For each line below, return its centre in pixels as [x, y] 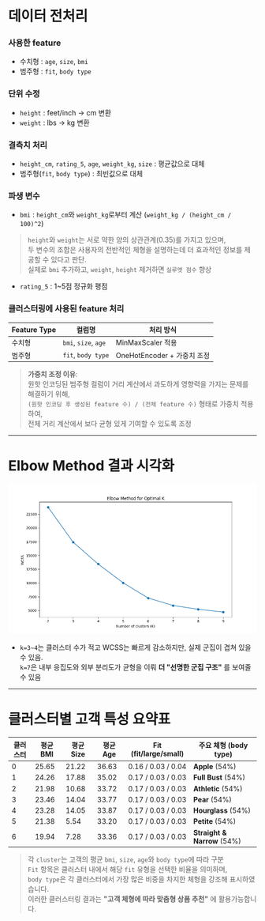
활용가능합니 [237, 899]
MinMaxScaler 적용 [146, 343]
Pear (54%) [213, 799]
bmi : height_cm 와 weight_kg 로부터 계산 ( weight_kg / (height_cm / [125, 215]
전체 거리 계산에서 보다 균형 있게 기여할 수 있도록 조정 [109, 424]
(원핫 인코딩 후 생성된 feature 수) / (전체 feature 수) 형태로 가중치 [133, 404]
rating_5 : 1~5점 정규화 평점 [63, 286]
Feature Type [34, 330]
